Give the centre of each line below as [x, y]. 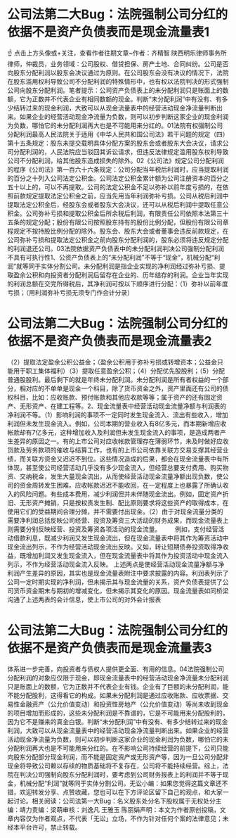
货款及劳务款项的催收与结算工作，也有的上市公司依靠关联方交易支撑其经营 [115, 450]
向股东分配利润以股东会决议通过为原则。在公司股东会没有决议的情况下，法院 [118, 72]
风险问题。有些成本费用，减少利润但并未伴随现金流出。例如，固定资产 [121, 494]
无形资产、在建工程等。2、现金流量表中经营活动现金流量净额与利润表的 [123, 406]
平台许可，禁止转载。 [50, 827]
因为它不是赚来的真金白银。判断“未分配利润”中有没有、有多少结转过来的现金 [118, 721]
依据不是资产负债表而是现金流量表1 [109, 32]
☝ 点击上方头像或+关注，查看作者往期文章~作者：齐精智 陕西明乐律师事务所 [117, 53]
